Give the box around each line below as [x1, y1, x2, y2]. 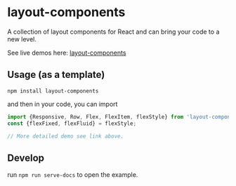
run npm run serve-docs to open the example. [7, 171, 138, 179]
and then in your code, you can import [7, 100, 118, 108]
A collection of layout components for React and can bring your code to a [7, 27, 220, 36]
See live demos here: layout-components [7, 48, 126, 57]
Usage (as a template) [7, 69, 105, 81]
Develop [7, 152, 44, 164]
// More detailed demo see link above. [7, 133, 124, 140]
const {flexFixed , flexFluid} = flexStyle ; [7, 120, 137, 127]
